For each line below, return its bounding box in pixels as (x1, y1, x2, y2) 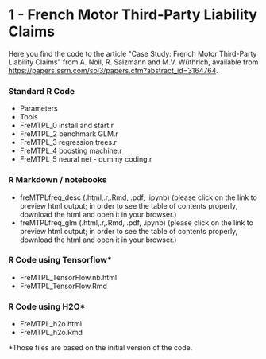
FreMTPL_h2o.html (19, 319, 83, 329)
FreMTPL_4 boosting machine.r (19, 146, 123, 156)
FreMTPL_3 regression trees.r (19, 138, 118, 147)
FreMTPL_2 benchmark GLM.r (19, 129, 119, 139)
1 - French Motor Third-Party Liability (8, 6, 258, 24)
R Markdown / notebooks (8, 174, 107, 185)
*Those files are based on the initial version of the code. (8, 343, 193, 353)
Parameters (19, 103, 58, 113)
